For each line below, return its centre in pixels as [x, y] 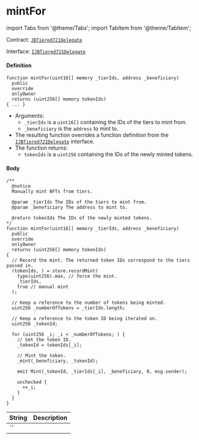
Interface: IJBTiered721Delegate [46, 51]
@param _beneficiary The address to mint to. [70, 208]
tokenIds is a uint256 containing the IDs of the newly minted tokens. [109, 154]
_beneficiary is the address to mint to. [71, 129]
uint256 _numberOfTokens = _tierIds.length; [68, 308]
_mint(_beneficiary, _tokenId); [58, 361]
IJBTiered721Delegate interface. [55, 142]
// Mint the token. [42, 356]
